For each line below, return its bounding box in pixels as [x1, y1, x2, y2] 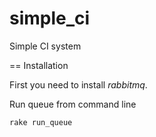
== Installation [9, 59, 69, 71]
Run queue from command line [9, 98, 137, 110]
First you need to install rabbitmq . [9, 78, 148, 91]
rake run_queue [9, 117, 73, 127]
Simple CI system [9, 40, 82, 52]
